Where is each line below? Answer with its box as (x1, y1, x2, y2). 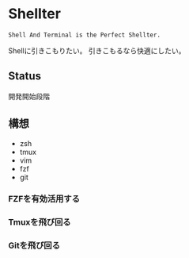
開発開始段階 (8, 91, 50, 101)
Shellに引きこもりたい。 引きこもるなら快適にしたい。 (8, 45, 186, 56)
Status (8, 69, 42, 83)
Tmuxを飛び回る (8, 217, 71, 228)
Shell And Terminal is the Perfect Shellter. (8, 31, 161, 39)
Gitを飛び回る (8, 240, 61, 251)
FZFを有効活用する (8, 194, 81, 205)
